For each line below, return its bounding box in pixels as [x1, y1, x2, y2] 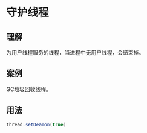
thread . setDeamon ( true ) [6, 121, 67, 128]
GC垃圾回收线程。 [6, 86, 51, 93]
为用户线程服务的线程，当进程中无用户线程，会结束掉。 [6, 49, 144, 56]
